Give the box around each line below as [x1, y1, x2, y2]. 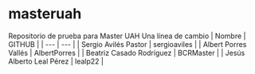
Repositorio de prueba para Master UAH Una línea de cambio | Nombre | [8, 31, 246, 41]
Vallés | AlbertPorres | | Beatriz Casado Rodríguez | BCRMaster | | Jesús [8, 48, 245, 57]
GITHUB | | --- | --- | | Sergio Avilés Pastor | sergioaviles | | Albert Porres [8, 39, 247, 49]
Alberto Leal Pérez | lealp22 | [8, 56, 104, 66]
